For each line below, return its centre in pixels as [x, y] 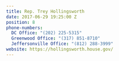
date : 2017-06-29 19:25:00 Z [41, 17]
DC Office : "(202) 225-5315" [47, 33]
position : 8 [20, 22]
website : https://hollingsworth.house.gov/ [60, 49]
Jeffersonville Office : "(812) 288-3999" [62, 44]
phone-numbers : [24, 28]
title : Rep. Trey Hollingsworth [45, 11]
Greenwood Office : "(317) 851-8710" [56, 38]
